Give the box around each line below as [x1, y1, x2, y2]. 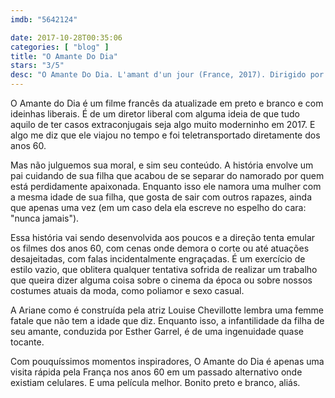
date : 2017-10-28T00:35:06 [10, 32, 123, 43]
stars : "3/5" [10, 61, 65, 71]
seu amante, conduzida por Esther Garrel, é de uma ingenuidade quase [10, 326, 305, 337]
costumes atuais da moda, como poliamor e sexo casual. [10, 285, 245, 296]
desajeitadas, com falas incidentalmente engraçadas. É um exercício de [10, 253, 306, 265]
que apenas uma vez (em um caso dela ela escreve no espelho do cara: [10, 202, 307, 213]
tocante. [10, 336, 45, 348]
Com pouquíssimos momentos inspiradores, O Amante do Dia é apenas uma [10, 356, 325, 367]
